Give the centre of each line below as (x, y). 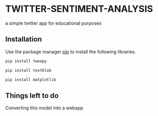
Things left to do (32, 95)
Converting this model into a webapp (44, 108)
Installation (24, 39)
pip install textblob (28, 70)
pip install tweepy (26, 61)
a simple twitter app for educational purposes (53, 23)
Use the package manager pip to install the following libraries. (71, 51)
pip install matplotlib (31, 80)
